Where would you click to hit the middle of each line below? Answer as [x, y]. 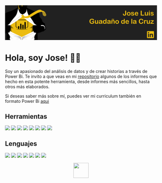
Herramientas [26, 116]
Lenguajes [21, 144]
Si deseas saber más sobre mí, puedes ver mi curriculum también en [73, 96]
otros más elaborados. [27, 87]
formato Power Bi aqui [27, 101]
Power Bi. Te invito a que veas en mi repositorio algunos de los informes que [81, 77]
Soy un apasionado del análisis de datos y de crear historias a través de [76, 71]
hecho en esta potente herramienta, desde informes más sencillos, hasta [77, 82]
